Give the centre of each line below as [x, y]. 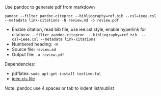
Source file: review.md [34, 49]
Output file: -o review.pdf [38, 54]
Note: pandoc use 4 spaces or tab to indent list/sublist [59, 88]
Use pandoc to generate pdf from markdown [50, 7]
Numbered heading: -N [35, 44]
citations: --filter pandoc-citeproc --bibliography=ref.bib [74, 35]
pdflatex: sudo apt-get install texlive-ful [56, 73]
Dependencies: [20, 64]
